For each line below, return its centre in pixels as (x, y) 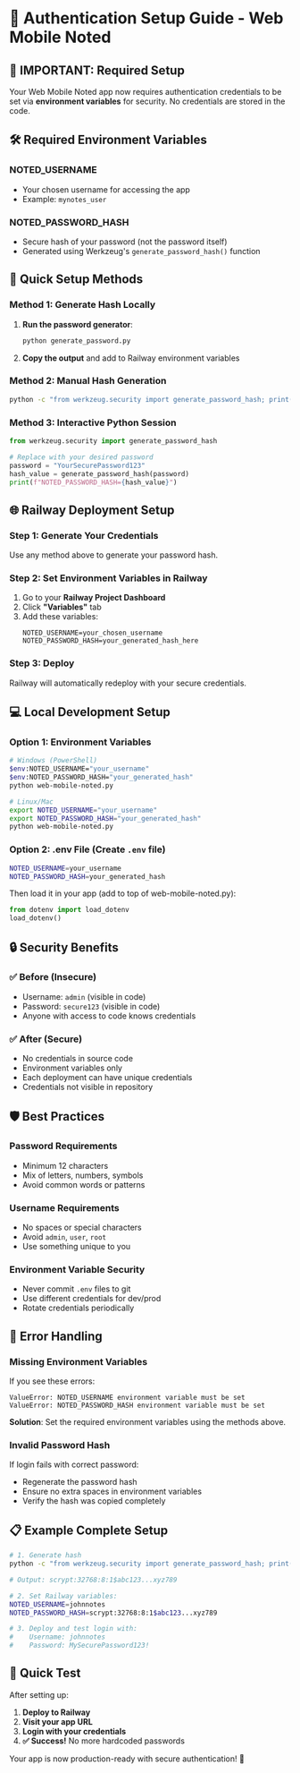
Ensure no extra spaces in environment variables (112, 1492)
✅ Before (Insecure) (53, 977)
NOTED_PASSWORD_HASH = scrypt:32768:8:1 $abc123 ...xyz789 (113, 1613)
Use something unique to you (76, 1247)
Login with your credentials (74, 1731)
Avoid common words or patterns (83, 1184)
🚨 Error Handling (56, 1336)
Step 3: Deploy (42, 663)
